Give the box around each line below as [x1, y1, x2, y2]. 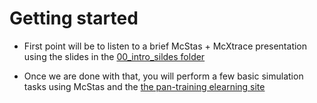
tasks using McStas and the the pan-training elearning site [23, 80, 266, 92]
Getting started [9, 7, 139, 30]
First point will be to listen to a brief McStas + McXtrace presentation [23, 40, 308, 52]
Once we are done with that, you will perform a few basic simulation [23, 70, 304, 82]
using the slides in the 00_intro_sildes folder [23, 50, 206, 62]
